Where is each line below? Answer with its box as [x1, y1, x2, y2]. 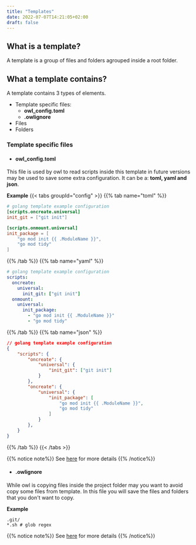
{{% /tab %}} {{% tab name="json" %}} [6, 329, 102, 336]
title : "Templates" [6, 8, 55, 15]
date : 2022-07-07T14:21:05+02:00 [6, 14, 89, 20]
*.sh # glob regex [6, 521, 52, 528]
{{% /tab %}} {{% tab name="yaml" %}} [6, 258, 104, 265]
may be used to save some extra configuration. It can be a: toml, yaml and [6, 175, 187, 182]
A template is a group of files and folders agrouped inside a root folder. [6, 57, 178, 64]
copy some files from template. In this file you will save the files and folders [6, 487, 189, 494]
